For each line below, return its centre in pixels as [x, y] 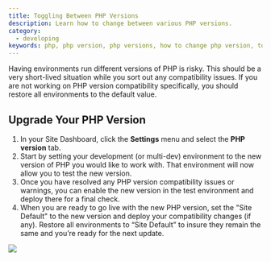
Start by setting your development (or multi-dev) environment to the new [141, 156]
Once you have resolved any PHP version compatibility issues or [127, 181]
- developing [38, 38]
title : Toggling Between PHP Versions [73, 16]
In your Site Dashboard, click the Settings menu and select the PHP [133, 139]
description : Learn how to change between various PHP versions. [120, 23]
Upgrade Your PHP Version [77, 120]
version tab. [40, 147]
